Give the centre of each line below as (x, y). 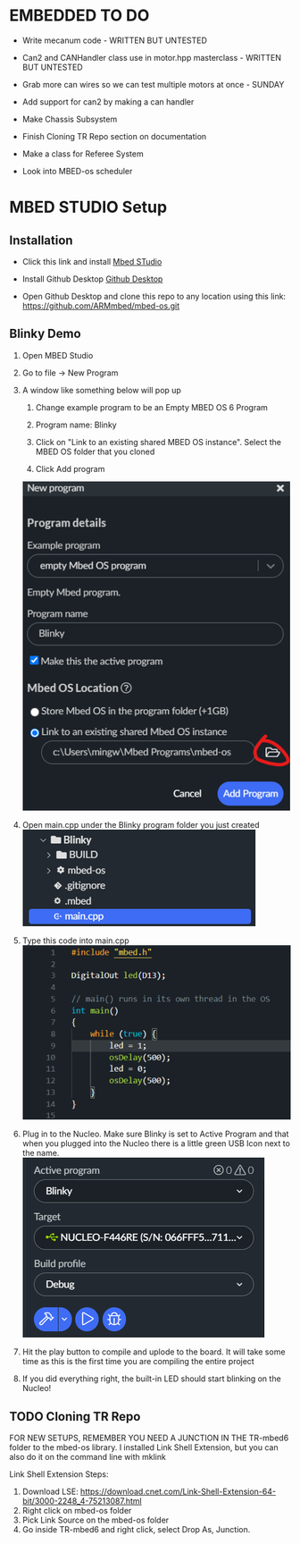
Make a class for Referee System (83, 154)
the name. (41, 1153)
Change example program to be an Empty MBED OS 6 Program (151, 407)
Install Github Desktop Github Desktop (92, 279)
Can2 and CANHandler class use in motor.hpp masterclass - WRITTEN (152, 57)
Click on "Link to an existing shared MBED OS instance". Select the (158, 442)
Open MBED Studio (58, 355)
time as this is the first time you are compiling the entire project (138, 1362)
